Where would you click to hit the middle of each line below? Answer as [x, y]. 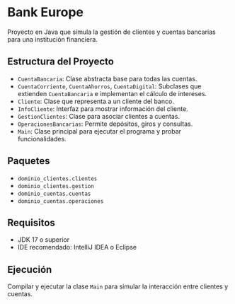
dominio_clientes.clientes [57, 179]
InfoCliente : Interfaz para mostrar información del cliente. [103, 109]
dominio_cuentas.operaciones [61, 201]
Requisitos [31, 222]
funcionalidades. [42, 139]
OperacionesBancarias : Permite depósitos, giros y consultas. [105, 124]
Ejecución [30, 269]
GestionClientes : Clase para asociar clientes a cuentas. [99, 116]
